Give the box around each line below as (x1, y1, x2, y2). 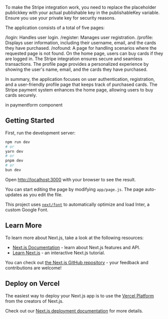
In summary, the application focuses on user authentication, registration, (5, 76, 155, 82)
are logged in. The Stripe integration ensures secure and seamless (5, 56, 143, 62)
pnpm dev (5, 158, 24, 163)
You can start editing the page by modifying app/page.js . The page (5, 186, 144, 192)
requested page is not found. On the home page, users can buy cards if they (5, 50, 163, 56)
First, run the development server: (5, 130, 76, 136)
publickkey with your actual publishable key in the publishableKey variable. (5, 10, 160, 16)
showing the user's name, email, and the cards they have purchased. (5, 66, 148, 72)
